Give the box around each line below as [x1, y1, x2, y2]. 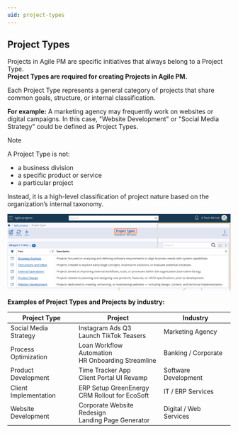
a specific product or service [17, 171, 103, 180]
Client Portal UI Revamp [78, 373, 148, 382]
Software [164, 366, 191, 375]
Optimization [10, 352, 48, 361]
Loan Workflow [78, 341, 123, 350]
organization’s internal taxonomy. [7, 200, 104, 208]
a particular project [17, 179, 74, 187]
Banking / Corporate [164, 349, 223, 357]
